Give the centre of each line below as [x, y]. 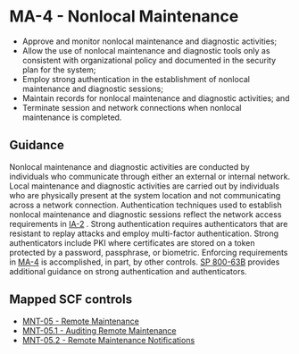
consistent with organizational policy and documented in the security [149, 60]
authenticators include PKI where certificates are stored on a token [133, 242]
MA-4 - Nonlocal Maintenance [124, 17]
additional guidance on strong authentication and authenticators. [128, 271]
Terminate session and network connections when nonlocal [132, 107]
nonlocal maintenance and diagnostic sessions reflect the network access [145, 214]
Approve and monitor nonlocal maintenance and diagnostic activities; [149, 41]
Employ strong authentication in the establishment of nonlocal [136, 79]
